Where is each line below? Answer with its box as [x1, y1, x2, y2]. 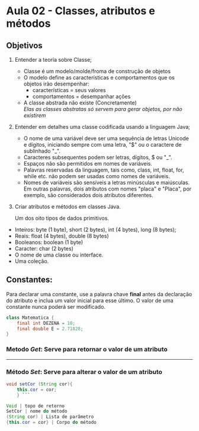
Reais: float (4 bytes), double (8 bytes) [14, 233, 110, 239]
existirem [23, 112, 46, 119]
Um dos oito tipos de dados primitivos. [14, 215, 110, 221]
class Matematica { [6, 315, 54, 321]
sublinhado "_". [23, 147, 61, 154]
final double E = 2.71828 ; [17, 325, 84, 332]
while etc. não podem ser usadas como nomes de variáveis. [23, 173, 170, 179]
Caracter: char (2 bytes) [14, 245, 74, 252]
